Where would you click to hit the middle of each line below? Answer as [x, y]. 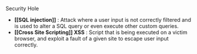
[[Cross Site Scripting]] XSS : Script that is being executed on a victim [101, 32]
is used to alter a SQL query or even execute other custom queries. [96, 26]
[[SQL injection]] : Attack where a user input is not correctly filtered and [103, 20]
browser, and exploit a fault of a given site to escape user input [91, 38]
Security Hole [22, 9]
